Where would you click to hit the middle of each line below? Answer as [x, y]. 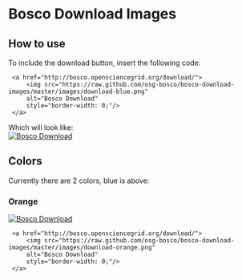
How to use [37, 44]
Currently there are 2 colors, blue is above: [79, 181]
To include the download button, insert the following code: [105, 63]
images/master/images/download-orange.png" [82, 248]
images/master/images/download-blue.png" [79, 91]
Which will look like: [41, 128]
